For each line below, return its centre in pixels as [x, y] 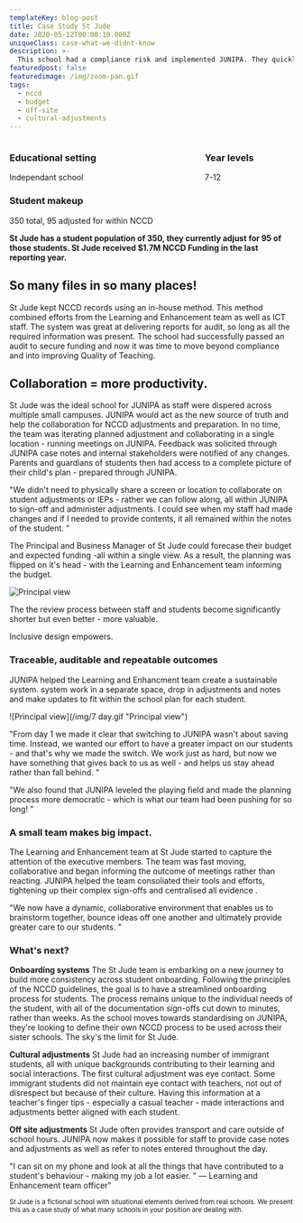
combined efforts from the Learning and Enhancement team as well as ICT [147, 317]
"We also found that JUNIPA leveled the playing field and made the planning [150, 790]
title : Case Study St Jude [60, 26]
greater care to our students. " [65, 927]
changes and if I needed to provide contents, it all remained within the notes [151, 519]
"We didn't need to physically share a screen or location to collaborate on [146, 490]
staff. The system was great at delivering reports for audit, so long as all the [150, 327]
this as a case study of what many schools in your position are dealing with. [126, 1210]
